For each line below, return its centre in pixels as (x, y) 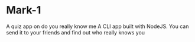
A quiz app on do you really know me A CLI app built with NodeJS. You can (97, 26)
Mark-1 (24, 10)
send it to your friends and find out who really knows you (76, 32)
